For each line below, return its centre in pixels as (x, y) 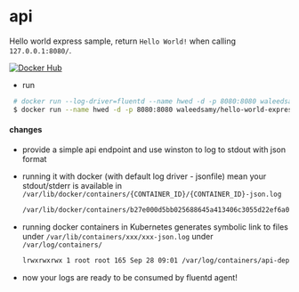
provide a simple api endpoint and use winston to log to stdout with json (154, 150)
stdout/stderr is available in (72, 185)
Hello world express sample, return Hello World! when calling (122, 41)
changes (26, 130)
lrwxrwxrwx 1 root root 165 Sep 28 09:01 (100, 260)
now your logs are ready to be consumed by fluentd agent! (129, 277)
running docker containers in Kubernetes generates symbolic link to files (155, 227)
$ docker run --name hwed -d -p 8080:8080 (93, 109)
